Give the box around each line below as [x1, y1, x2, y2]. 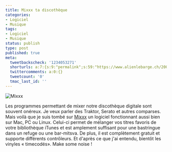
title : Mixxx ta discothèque [5, 7, 68, 13]
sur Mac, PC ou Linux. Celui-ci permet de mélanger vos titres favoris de [5, 119, 157, 125]
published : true [5, 50, 40, 55]
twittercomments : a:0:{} [10, 70, 63, 75]
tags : [5, 27, 17, 32]
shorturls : [10, 64, 33, 70]
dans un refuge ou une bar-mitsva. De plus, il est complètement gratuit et [5, 130, 160, 136]
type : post [5, 46, 29, 51]
